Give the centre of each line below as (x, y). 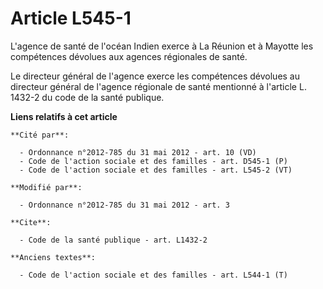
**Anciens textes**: (53, 257)
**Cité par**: (40, 135)
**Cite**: (31, 222)
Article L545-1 (71, 18)
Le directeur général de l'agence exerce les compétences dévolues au (155, 76)
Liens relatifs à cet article (64, 116)
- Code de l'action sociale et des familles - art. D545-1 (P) (153, 161)
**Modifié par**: (46, 187)
